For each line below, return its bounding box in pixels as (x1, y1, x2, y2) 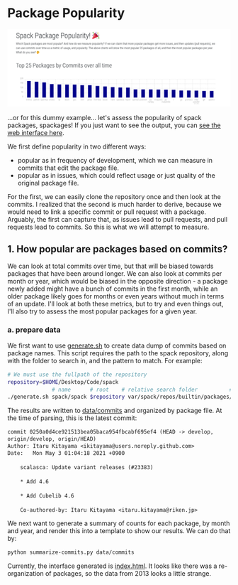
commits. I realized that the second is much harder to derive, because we (7, 200, 222, 208)
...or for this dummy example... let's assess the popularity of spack (7, 113, 202, 122)
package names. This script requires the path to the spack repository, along (7, 348, 229, 357)
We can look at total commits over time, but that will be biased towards (7, 262, 214, 271)
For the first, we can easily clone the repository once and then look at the (7, 192, 221, 200)
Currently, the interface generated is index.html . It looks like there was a (7, 562, 217, 570)
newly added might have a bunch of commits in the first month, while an (7, 284, 218, 293)
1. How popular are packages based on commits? (7, 243, 228, 255)
